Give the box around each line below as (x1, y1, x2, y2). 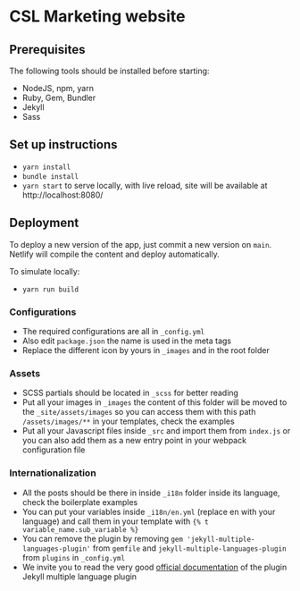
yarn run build (21, 284, 79, 294)
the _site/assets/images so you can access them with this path (21, 407, 256, 418)
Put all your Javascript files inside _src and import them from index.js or (21, 426, 291, 436)
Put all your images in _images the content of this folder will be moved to (21, 397, 287, 408)
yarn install (21, 163, 71, 172)
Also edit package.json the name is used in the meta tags (21, 335, 232, 346)
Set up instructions (9, 137, 118, 153)
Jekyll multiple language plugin (21, 570, 137, 582)
